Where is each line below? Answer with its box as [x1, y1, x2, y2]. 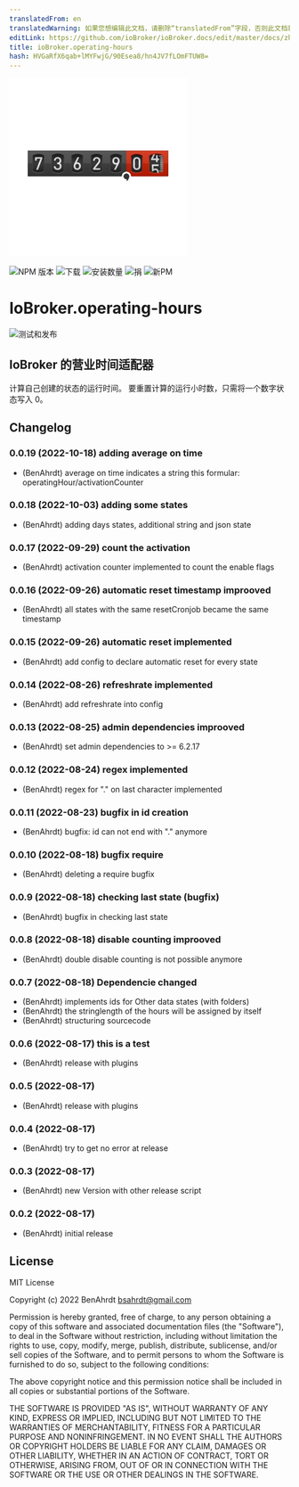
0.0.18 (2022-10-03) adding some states [9, 499, 189, 512]
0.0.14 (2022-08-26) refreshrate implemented [9, 678, 214, 691]
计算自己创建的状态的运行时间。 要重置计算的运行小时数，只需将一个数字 [9, 382, 277, 393]
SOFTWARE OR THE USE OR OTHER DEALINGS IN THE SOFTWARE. [9, 1469, 259, 1480]
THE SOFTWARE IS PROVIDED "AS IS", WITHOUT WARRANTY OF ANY [9, 1403, 269, 1414]
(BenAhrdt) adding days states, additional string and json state [21, 519, 252, 530]
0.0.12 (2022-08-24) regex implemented [9, 763, 189, 776]
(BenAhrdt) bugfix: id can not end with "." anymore [21, 826, 207, 837]
